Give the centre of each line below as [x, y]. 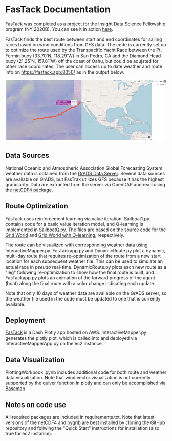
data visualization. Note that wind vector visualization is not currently [78, 378]
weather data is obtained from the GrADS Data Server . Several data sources [85, 173]
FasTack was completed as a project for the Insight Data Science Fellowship [85, 24]
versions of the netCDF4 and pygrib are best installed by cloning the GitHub [85, 422]
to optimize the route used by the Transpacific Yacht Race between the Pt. [84, 50]
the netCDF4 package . [29, 190]
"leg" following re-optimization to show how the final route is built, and [80, 272]
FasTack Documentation [58, 10]
